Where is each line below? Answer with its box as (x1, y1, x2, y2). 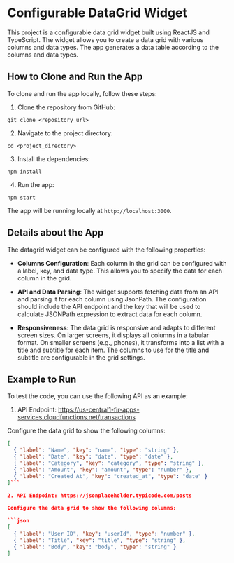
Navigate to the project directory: (17, 128, 113, 137)
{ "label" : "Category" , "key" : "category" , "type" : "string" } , (13, 460, 205, 467)
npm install (7, 168, 42, 175)
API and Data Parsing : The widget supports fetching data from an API (17, 287, 219, 296)
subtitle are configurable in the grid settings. (17, 353, 145, 362)
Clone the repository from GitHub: (17, 103, 115, 111)
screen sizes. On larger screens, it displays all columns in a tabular (17, 331, 210, 339)
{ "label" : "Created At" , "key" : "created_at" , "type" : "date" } (13, 473, 208, 480)
